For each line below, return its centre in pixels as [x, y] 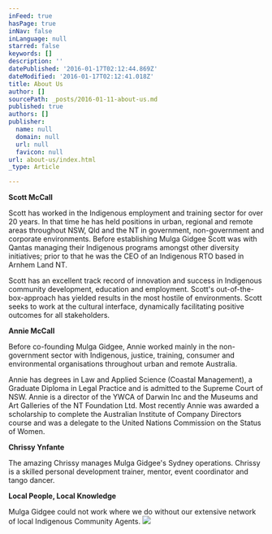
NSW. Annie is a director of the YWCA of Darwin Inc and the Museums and [133, 397]
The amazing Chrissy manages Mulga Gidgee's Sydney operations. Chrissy [135, 463]
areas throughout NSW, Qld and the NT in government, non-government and [136, 230]
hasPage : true [32, 24]
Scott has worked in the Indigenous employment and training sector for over [136, 213]
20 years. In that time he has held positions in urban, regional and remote [131, 222]
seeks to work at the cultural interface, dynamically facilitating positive [127, 306]
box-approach [32, 298]
